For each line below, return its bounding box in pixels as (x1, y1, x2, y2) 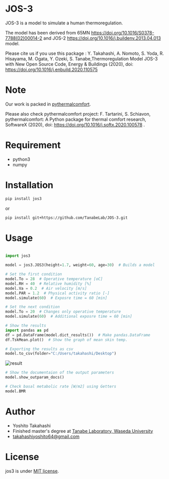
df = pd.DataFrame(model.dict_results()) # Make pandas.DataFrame (5, 332, 151, 337)
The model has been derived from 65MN (5, 29, 90, 36)
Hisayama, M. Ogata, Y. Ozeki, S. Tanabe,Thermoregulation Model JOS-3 (5, 55, 158, 61)
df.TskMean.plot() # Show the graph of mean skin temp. (5, 337, 128, 343)
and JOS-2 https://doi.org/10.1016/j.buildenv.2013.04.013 (43, 35, 161, 41)
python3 (12, 156, 30, 162)
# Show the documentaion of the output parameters (5, 370, 114, 375)
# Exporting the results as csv (5, 346, 73, 352)
